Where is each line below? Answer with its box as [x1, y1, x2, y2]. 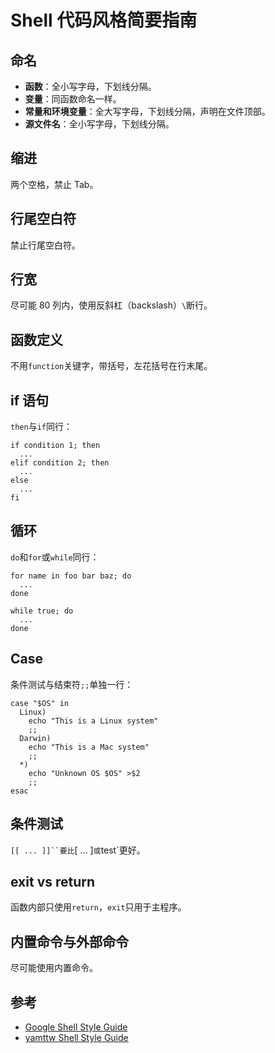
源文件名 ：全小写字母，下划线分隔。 [24, 118, 175, 130]
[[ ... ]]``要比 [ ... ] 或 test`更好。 [10, 844, 146, 856]
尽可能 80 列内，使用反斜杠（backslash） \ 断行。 [10, 299, 213, 311]
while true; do [10, 606, 74, 616]
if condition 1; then [10, 441, 101, 451]
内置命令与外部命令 [10, 933, 129, 950]
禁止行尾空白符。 [10, 239, 81, 251]
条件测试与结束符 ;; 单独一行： [10, 678, 134, 690]
